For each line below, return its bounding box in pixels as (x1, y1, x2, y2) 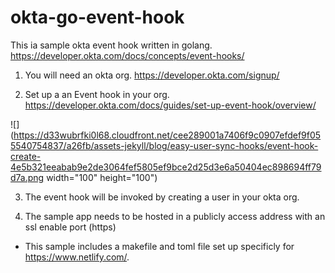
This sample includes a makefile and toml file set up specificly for (24, 240, 295, 252)
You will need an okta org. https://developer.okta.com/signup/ (24, 69, 280, 81)
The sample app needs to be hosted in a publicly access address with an (24, 210, 326, 222)
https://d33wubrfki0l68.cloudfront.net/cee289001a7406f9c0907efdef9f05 (13, 129, 322, 141)
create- (10, 150, 42, 162)
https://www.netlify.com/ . (24, 251, 130, 263)
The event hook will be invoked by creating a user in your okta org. (24, 191, 300, 203)
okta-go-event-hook (10, 6, 185, 29)
